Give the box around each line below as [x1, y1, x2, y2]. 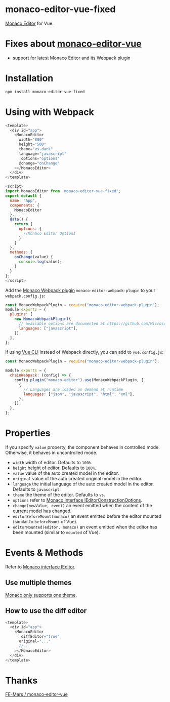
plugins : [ [10, 312, 33, 317]
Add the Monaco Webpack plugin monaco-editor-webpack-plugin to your [5, 287, 156, 293]
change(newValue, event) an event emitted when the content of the [12, 502, 153, 508]
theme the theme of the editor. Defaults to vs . [12, 491, 105, 498]
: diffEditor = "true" [18, 634, 60, 639]
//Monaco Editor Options [23, 231, 76, 236]
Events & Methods [5, 547, 83, 559]
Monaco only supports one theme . [5, 592, 77, 598]
